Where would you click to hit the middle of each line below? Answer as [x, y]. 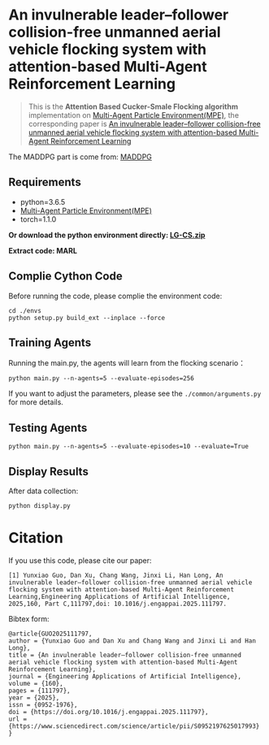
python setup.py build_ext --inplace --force [87, 318]
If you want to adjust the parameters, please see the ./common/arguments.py [135, 394]
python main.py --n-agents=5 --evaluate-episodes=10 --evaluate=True [129, 447]
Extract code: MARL [43, 250]
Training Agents [50, 342]
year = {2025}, [34, 697]
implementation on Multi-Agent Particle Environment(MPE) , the [134, 115]
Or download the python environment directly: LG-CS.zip [107, 235]
